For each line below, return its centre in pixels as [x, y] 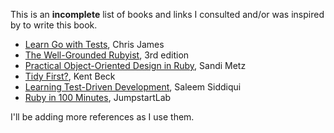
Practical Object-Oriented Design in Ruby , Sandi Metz [135, 65]
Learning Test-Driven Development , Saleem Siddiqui [133, 87]
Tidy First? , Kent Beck [70, 76]
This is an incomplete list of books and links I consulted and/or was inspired [167, 14]
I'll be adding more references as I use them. [102, 117]
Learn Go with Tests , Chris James [94, 44]
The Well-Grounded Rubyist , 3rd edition [107, 55]
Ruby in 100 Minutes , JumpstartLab [98, 97]
